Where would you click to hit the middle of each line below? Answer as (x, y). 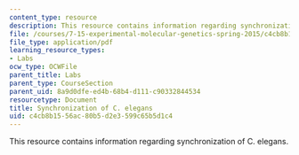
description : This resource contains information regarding (123, 26)
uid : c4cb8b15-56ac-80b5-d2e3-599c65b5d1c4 (91, 116)
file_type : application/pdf (61, 42)
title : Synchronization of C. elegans (81, 108)
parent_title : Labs (45, 75)
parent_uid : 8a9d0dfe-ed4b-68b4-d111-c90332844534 (105, 91)
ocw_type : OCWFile (43, 67)
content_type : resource (53, 17)
